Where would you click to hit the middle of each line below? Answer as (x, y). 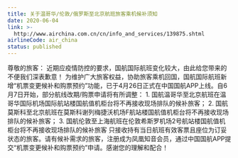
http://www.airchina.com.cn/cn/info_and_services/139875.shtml (109, 34)
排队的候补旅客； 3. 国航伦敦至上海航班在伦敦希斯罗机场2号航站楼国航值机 (117, 121)
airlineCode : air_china (43, 40)
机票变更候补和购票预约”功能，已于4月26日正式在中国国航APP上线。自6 (122, 85)
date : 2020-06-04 (33, 21)
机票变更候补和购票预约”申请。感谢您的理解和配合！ (93, 147)
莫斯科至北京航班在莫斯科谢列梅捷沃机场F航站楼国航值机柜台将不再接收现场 (118, 112)
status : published (34, 47)
